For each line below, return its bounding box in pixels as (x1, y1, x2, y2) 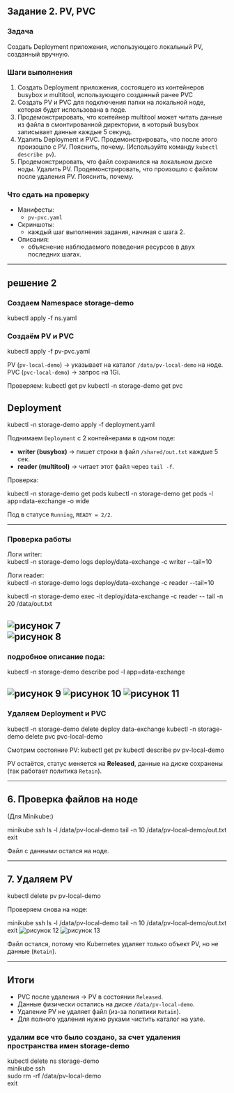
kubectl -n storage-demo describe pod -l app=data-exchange (7, 667, 185, 676)
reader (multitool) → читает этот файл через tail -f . (17, 463, 175, 471)
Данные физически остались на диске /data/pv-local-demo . (17, 1000, 195, 1008)
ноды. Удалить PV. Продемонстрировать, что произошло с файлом (17, 164, 218, 173)
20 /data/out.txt (7, 600, 52, 608)
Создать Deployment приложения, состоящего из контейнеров (17, 83, 205, 92)
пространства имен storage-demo (7, 1041, 130, 1051)
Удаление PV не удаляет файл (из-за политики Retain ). (17, 1008, 181, 1016)
